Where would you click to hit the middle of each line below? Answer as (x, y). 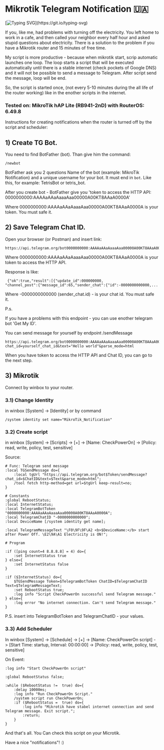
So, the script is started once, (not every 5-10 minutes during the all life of (79, 87)
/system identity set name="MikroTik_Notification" (59, 419)
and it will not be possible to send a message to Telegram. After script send (81, 73)
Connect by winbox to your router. (40, 387)
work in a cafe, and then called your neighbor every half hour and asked (78, 37)
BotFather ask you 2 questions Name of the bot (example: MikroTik (72, 172)
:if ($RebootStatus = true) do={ (49, 702)
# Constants (17, 496)
